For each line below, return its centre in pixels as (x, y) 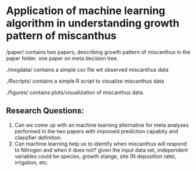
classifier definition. (38, 137)
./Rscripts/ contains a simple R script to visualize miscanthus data (85, 81)
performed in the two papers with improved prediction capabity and (96, 131)
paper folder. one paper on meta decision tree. (62, 58)
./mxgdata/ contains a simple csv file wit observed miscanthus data (87, 69)
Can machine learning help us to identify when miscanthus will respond (101, 144)
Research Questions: (45, 111)
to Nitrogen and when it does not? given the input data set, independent (101, 150)
